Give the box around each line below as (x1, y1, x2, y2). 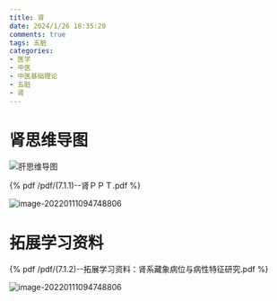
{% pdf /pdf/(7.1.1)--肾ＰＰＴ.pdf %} (9, 181, 142, 191)
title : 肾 (9, 13, 45, 22)
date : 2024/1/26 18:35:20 (9, 22, 106, 31)
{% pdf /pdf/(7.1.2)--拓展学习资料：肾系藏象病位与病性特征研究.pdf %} (9, 264, 269, 275)
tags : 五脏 (9, 38, 48, 48)
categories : (9, 47, 54, 56)
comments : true (9, 30, 66, 39)
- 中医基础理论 (9, 72, 58, 81)
